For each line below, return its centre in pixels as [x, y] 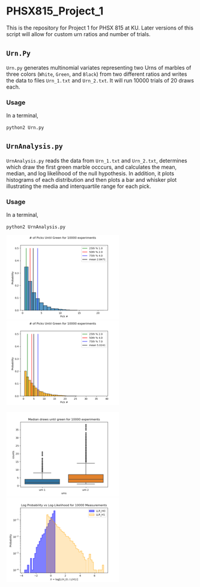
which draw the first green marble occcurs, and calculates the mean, [92, 167]
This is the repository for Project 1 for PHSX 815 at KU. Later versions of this [100, 28]
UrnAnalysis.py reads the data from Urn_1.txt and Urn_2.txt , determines [97, 160]
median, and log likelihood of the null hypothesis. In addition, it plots [90, 173]
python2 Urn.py [25, 128]
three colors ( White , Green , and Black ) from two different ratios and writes [97, 74]
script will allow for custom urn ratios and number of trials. [78, 34]
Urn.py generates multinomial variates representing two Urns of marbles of [99, 67]
